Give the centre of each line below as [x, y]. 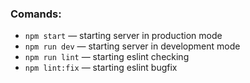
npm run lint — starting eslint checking [107, 57]
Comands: [36, 14]
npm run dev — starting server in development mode [132, 46]
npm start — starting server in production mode [123, 36]
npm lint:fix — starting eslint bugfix [101, 68]
